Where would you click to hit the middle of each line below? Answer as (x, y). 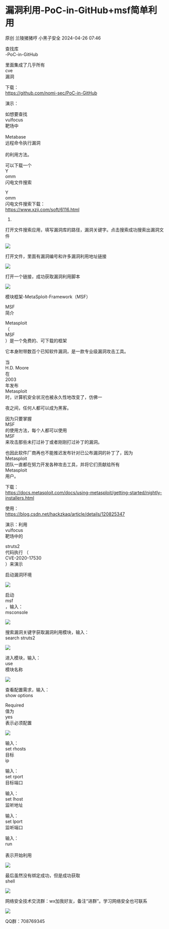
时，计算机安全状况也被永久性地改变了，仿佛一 (54, 397)
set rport (14, 776)
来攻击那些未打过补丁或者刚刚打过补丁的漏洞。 (54, 442)
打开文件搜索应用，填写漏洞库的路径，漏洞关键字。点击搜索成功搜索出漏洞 (82, 229)
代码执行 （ (17, 552)
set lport (14, 821)
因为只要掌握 (18, 419)
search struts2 (20, 638)
